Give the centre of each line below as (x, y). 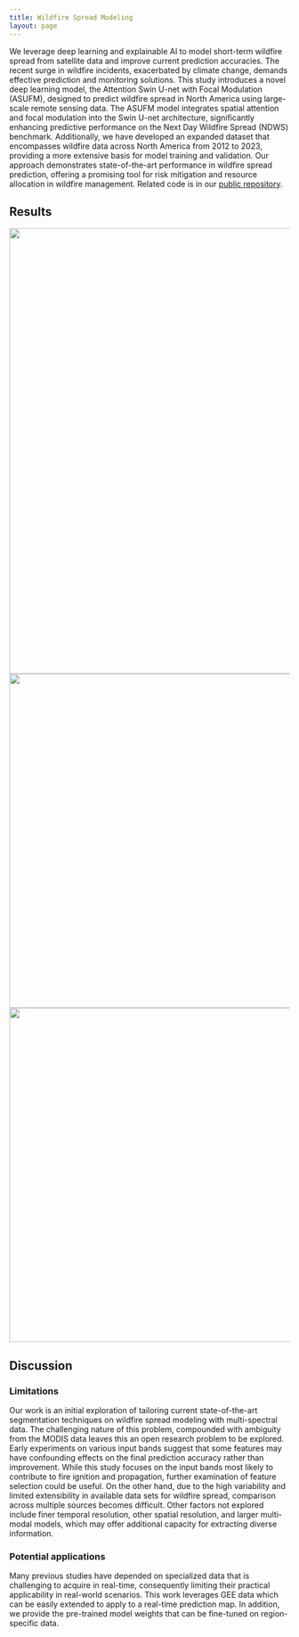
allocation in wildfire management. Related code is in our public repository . (146, 184)
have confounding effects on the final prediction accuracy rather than (137, 1457)
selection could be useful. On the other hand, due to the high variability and (148, 1486)
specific (24, 1624)
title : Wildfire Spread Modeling (71, 17)
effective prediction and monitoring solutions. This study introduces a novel (148, 79)
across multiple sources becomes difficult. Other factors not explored (137, 1505)
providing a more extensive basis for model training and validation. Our (139, 155)
